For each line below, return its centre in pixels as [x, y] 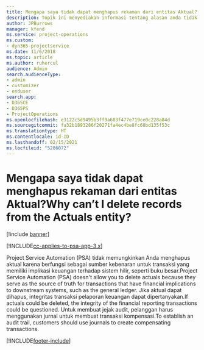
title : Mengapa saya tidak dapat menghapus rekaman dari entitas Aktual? [102, 12]
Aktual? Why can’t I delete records [94, 204]
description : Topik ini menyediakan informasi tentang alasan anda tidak [102, 18]
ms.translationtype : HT [37, 131]
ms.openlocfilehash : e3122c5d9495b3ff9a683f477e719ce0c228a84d [88, 120]
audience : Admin [27, 69]
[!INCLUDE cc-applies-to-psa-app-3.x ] [55, 246]
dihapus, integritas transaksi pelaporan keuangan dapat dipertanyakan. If [97, 296]
